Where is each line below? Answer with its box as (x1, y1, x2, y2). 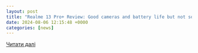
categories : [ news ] (6, 24, 54, 31)
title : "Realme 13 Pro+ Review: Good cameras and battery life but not (6, 14, 186, 20)
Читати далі (6, 41, 36, 48)
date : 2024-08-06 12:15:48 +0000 (6, 19, 88, 25)
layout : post (6, 8, 38, 15)
